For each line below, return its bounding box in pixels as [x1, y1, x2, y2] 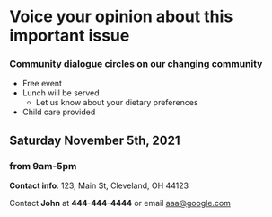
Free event [22, 78, 63, 89]
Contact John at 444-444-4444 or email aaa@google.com [9, 198, 232, 209]
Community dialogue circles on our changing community [9, 58, 263, 70]
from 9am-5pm [9, 159, 77, 172]
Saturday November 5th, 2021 [9, 132, 180, 148]
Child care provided [22, 106, 96, 118]
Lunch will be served [22, 87, 101, 98]
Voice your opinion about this [9, 6, 233, 27]
